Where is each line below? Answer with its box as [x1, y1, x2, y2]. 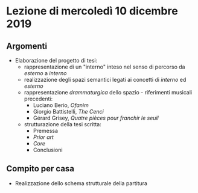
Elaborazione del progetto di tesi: [14, 57, 98, 64]
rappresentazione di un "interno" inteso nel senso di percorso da [24, 63, 185, 70]
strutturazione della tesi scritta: [24, 121, 101, 127]
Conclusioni [33, 146, 63, 153]
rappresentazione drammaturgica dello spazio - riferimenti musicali [24, 89, 192, 96]
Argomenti [6, 41, 47, 51]
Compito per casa [6, 164, 74, 174]
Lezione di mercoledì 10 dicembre [6, 4, 178, 18]
